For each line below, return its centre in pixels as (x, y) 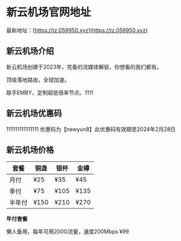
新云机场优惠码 (34, 113)
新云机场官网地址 (49, 12)
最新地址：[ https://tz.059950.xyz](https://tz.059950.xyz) (77, 30)
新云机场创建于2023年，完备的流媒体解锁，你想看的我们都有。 (84, 66)
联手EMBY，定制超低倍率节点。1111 (50, 92)
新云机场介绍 (30, 51)
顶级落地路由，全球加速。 (38, 80)
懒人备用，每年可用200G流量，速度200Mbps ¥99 (68, 232)
